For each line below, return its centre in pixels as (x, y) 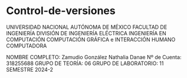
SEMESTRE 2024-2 (30, 69)
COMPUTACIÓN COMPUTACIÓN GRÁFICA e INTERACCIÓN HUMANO (91, 39)
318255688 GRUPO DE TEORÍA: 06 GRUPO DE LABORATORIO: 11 (85, 63)
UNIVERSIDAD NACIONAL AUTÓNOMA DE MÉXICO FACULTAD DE (87, 27)
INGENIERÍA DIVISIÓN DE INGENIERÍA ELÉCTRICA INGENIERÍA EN (86, 33)
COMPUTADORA (27, 46)
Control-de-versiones (61, 11)
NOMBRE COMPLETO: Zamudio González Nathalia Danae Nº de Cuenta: (94, 57)
